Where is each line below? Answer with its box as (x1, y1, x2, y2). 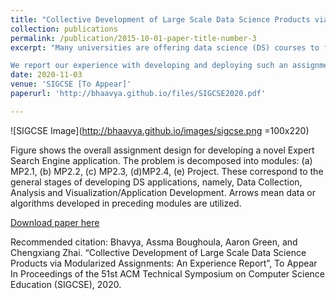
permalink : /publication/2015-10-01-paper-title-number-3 (10, 33, 257, 43)
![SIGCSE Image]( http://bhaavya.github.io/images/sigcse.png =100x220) (10, 124, 310, 136)
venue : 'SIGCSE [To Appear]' (10, 79, 132, 90)
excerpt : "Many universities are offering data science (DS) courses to (10, 42, 320, 53)
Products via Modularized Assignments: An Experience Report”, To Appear (10, 257, 318, 269)
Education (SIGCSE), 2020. (10, 278, 122, 290)
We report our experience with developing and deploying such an (10, 61, 288, 71)
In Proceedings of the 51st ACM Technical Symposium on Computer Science (10, 267, 326, 280)
